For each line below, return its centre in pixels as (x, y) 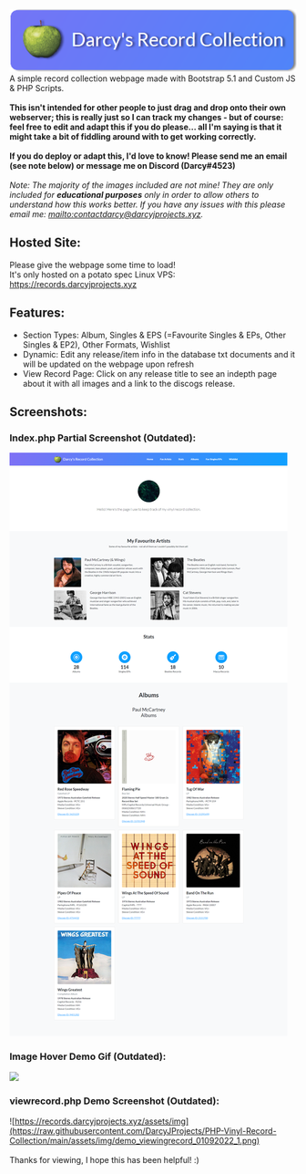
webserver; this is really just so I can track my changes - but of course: (147, 117)
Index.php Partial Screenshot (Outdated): (103, 438)
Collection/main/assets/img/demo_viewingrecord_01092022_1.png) (135, 1140)
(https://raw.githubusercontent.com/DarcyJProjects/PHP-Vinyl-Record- (143, 1130)
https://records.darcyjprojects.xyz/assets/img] (102, 1121)
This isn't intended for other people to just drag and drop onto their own (148, 107)
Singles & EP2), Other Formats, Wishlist (96, 344)
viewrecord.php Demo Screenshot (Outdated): (115, 1101)
